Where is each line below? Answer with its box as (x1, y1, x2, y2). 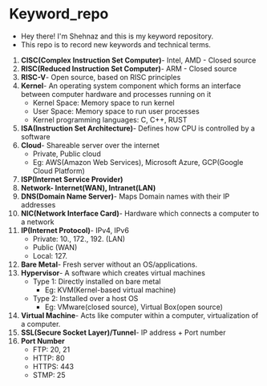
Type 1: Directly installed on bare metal (32, 276, 161, 286)
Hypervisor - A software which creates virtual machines (20, 267, 205, 277)
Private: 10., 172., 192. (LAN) (32, 234, 126, 243)
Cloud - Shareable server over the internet (20, 140, 160, 150)
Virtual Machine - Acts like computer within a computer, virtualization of (20, 310, 259, 320)
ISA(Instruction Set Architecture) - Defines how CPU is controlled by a (20, 123, 256, 133)
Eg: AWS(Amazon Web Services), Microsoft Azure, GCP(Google (32, 157, 244, 167)
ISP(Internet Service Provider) (20, 174, 123, 184)
